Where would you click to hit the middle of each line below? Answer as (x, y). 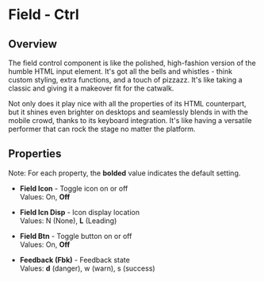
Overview (33, 44)
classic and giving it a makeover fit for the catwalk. (91, 88)
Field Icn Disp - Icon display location (80, 212)
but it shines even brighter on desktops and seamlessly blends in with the (128, 112)
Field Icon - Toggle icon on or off (74, 188)
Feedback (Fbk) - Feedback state (75, 260)
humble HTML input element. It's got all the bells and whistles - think (120, 71)
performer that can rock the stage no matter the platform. (102, 129)
